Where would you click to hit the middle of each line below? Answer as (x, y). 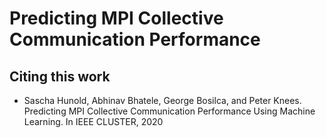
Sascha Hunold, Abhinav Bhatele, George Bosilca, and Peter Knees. (162, 100)
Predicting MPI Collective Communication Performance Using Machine (169, 111)
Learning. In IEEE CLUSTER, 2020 (93, 121)
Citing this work (60, 76)
